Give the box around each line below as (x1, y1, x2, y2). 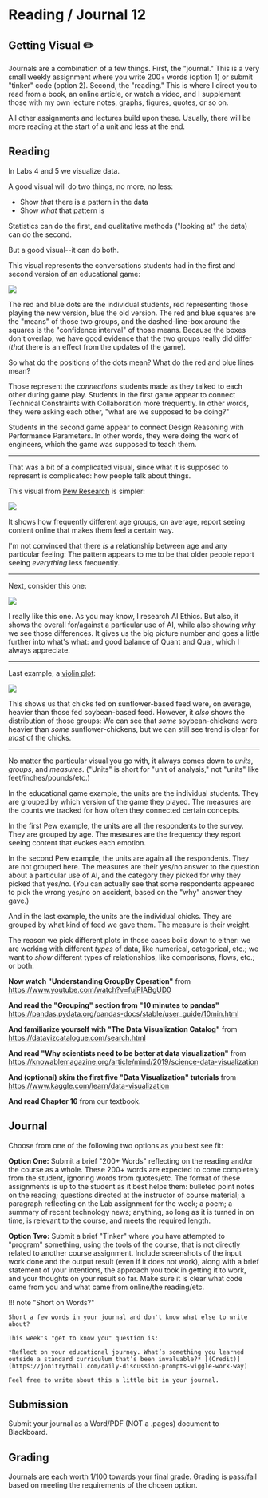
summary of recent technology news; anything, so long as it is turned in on (8, 1207, 254, 1216)
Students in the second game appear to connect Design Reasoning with (8, 422, 245, 432)
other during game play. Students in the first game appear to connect (8, 389, 236, 399)
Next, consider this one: (8, 581, 87, 590)
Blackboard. (8, 1428, 48, 1437)
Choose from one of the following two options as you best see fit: (8, 1140, 223, 1150)
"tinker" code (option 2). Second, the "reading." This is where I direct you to (8, 81, 258, 90)
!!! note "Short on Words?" (8, 1297, 95, 1307)
